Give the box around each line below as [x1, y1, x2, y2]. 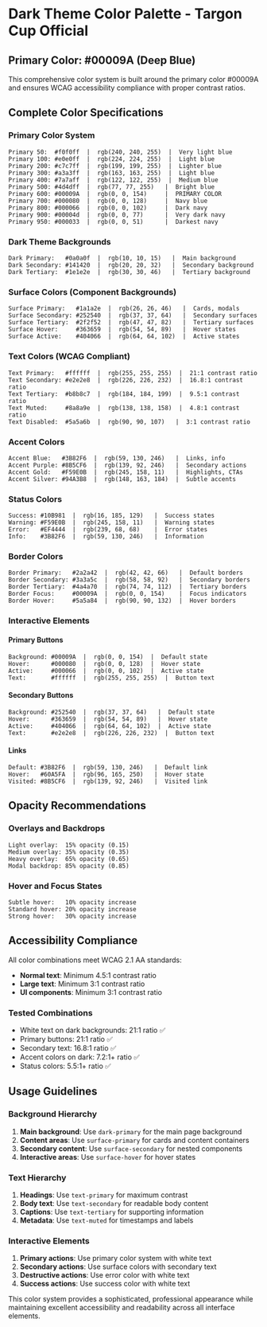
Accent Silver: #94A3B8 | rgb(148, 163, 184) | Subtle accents [8, 475, 237, 483]
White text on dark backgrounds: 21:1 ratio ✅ [19, 1025, 166, 1035]
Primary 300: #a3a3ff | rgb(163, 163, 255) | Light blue [8, 169, 215, 177]
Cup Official [8, 22, 89, 40]
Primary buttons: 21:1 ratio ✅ [19, 1035, 114, 1044]
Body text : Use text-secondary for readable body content [19, 1199, 209, 1208]
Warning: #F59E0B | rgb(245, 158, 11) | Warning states [8, 519, 215, 526]
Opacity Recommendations [8, 799, 147, 812]
